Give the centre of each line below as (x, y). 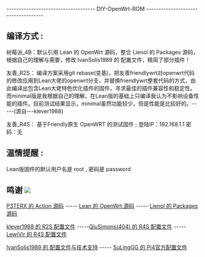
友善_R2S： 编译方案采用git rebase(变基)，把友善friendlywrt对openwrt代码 (100, 72)
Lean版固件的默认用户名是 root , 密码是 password (69, 169)
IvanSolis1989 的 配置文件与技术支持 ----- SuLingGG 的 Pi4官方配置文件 (97, 247)
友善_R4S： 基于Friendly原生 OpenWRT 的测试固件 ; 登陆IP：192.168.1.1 (95, 124)
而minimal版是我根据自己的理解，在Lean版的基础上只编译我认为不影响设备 (100, 96)
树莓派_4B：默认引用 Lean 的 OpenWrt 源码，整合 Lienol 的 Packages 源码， (102, 52)
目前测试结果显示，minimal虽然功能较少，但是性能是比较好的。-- (115, 103)
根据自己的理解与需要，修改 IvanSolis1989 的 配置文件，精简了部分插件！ (99, 59)
